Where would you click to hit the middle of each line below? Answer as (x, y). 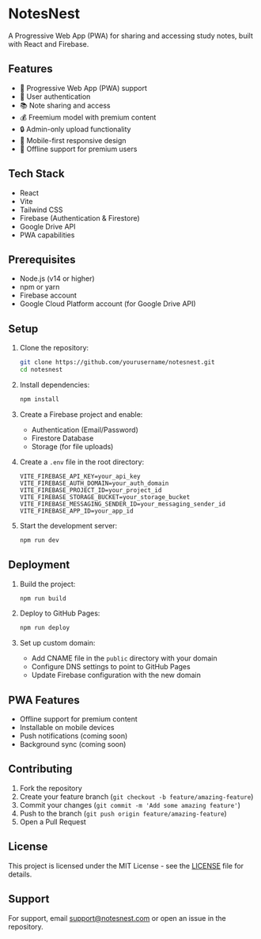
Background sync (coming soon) (73, 744)
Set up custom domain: (57, 643)
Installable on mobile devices (67, 728)
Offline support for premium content (79, 719)
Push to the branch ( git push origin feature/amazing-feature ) (123, 813)
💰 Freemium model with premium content (88, 117)
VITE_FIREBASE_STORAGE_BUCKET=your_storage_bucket (105, 497)
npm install (39, 399)
